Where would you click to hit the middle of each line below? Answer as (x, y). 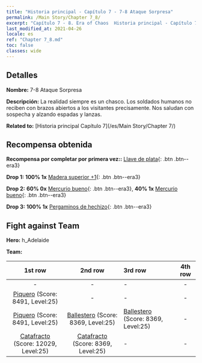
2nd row (92, 270)
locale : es (20, 34)
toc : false (20, 46)
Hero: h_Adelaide (28, 240)
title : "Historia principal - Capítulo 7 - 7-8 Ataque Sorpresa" (90, 12)
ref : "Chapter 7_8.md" (35, 40)
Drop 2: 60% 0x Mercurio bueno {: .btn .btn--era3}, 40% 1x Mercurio (92, 189)
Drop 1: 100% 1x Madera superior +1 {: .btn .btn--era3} (74, 177)
